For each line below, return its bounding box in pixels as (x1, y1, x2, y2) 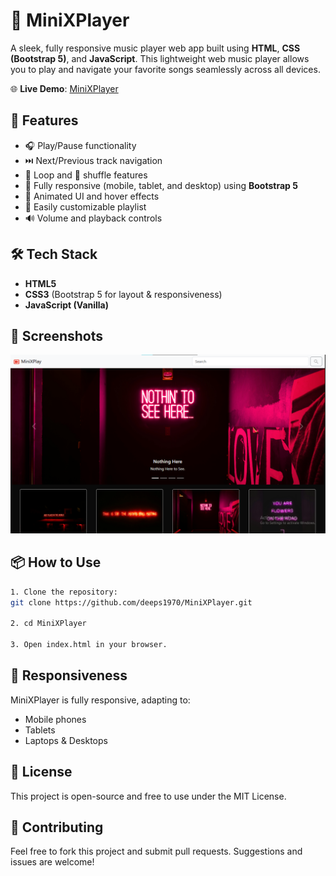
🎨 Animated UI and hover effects (24, 190, 160, 202)
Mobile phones (24, 713, 87, 725)
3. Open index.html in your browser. (10, 640, 168, 650)
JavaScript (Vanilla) (24, 299, 110, 311)
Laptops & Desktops (24, 734, 108, 746)
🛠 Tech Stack (10, 246, 98, 263)
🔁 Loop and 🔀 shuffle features (24, 169, 148, 181)
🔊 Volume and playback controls (24, 212, 163, 224)
